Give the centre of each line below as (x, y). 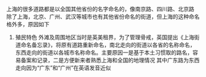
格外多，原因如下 (28, 24)
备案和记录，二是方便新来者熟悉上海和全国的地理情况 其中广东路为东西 (110, 60)
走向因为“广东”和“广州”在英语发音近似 (63, 68)
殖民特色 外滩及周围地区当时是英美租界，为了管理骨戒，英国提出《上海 (105, 37)
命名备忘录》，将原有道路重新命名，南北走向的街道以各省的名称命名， (108, 45)
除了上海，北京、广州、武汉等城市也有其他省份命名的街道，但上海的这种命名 (103, 16)
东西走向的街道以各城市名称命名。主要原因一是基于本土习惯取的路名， (104, 53)
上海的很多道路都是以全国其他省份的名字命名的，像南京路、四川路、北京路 (100, 9)
